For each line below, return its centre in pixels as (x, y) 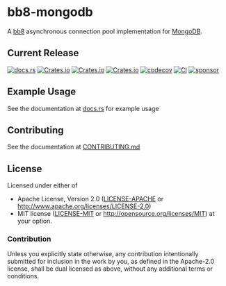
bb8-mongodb (50, 12)
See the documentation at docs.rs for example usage (83, 108)
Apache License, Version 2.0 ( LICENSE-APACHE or (90, 199)
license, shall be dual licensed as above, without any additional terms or (110, 269)
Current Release (43, 53)
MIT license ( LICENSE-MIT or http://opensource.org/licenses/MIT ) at (116, 214)
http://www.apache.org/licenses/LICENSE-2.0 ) (84, 206)
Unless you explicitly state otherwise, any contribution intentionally (103, 254)
